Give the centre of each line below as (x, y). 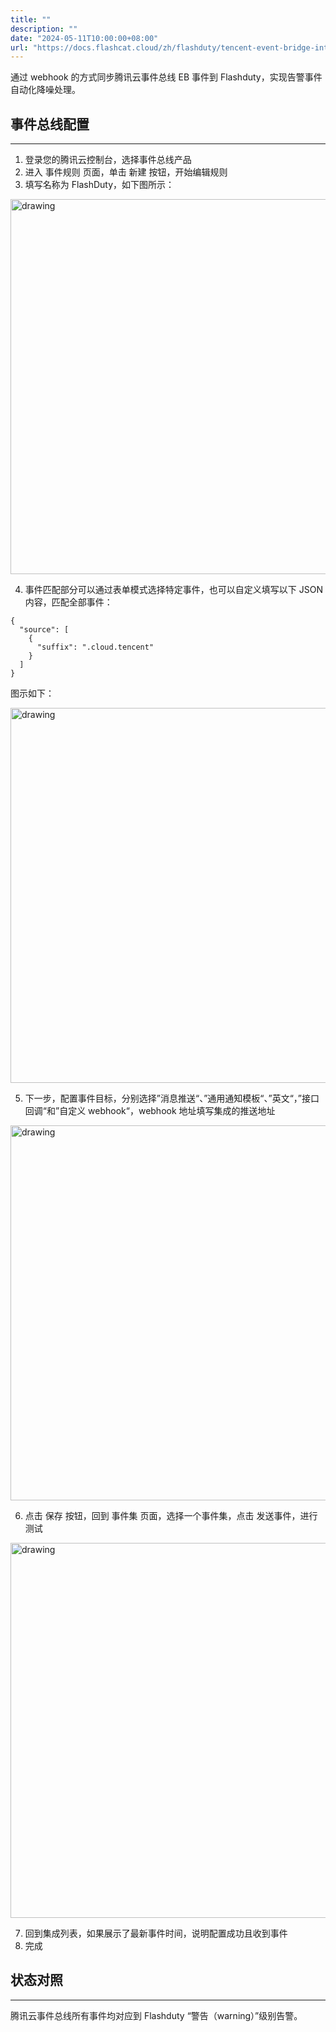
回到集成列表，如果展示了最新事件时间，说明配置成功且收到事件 (156, 1933)
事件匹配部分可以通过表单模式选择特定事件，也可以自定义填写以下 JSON (173, 590)
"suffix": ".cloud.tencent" (95, 647)
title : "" (31, 19)
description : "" (44, 29)
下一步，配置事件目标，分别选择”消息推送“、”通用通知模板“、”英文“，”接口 (172, 1098)
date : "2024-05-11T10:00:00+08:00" (84, 38)
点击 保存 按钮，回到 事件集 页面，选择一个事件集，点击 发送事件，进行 (171, 1516)
